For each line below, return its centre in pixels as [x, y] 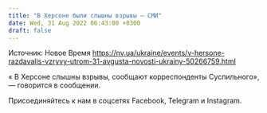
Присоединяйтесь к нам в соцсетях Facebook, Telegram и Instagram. [125, 101]
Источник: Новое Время [49, 53]
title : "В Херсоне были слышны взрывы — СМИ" [85, 16]
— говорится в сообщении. [55, 85]
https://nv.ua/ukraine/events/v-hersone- [158, 53]
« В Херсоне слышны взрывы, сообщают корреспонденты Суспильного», [134, 77]
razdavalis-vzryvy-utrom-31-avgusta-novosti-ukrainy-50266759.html [122, 61]
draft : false [30, 30]
